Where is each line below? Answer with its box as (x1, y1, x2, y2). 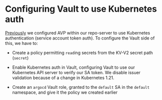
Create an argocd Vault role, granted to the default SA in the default (12, 84, 150, 90)
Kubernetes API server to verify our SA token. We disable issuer (12, 69, 141, 75)
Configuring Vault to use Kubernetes (5, 3, 157, 15)
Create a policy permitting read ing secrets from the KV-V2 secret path (12, 50, 153, 56)
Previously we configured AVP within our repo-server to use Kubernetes (5, 30, 150, 36)
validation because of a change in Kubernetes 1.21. (12, 75, 115, 80)
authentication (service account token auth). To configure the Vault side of (5, 35, 155, 41)
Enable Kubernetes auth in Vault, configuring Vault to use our (12, 64, 135, 70)
